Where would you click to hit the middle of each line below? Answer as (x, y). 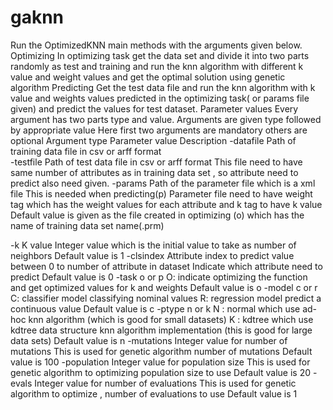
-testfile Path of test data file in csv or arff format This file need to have (156, 162)
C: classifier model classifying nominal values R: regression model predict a (166, 298)
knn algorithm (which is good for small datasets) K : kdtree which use (171, 319)
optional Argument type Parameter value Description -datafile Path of (153, 140)
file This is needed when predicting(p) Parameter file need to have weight (161, 193)
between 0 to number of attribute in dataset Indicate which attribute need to (166, 266)
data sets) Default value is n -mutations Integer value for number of (149, 340)
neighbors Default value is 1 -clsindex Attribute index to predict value (152, 255)
